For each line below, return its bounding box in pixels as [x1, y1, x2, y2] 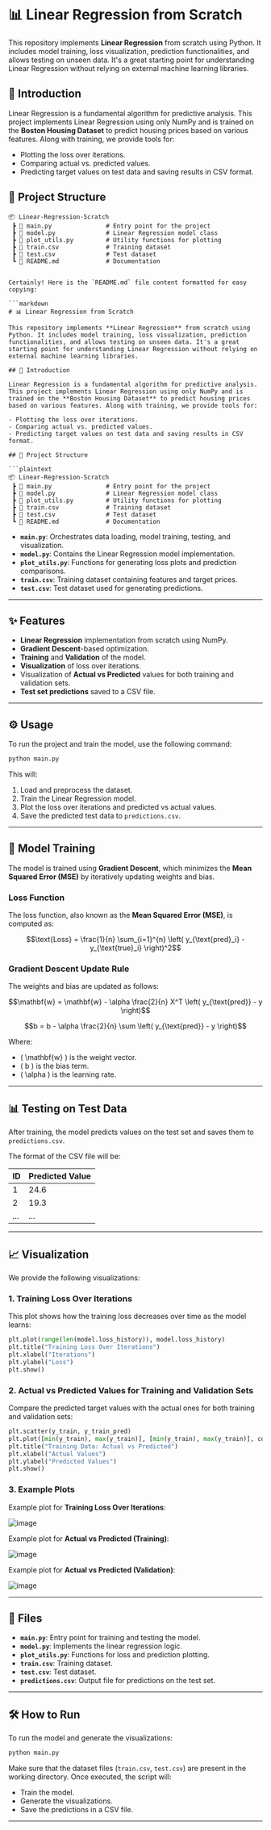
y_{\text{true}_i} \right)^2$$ [90, 943, 181, 953]
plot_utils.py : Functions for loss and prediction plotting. [19, 1650, 210, 1660]
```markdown [8, 299, 48, 308]
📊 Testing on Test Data [8, 1102, 127, 1116]
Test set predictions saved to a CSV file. [19, 687, 156, 697]
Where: [8, 1037, 33, 1047]
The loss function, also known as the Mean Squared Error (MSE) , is [8, 911, 233, 920]
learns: [8, 1320, 31, 1330]
